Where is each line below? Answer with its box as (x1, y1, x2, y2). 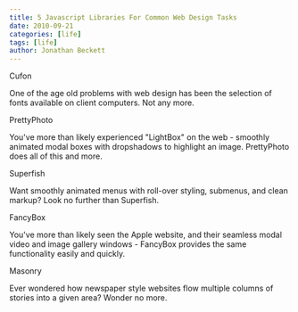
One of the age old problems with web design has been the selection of (9, 88, 272, 99)
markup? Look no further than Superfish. (9, 195, 160, 206)
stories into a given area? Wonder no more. (9, 292, 168, 303)
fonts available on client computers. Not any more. (9, 97, 195, 108)
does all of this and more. (9, 151, 103, 161)
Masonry (9, 266, 42, 276)
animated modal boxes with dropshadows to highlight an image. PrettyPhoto (9, 142, 290, 152)
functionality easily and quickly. (9, 249, 126, 259)
